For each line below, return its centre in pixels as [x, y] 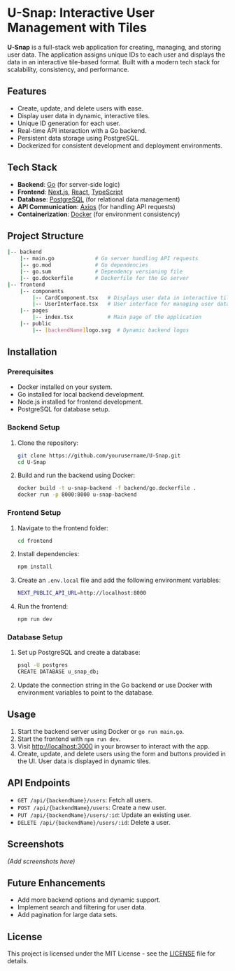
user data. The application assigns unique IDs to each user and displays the [116, 55]
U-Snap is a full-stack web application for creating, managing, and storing [114, 47]
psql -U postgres [43, 665]
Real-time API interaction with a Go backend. [82, 130]
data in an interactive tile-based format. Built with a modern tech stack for [114, 62]
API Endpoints [39, 783]
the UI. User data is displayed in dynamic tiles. [84, 761]
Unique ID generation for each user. [69, 123]
